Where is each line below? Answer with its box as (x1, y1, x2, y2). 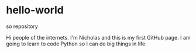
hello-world (6, 3, 64, 17)
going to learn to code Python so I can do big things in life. (6, 40, 147, 47)
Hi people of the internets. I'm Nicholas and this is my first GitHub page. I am (6, 34, 191, 41)
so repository (6, 23, 38, 30)
